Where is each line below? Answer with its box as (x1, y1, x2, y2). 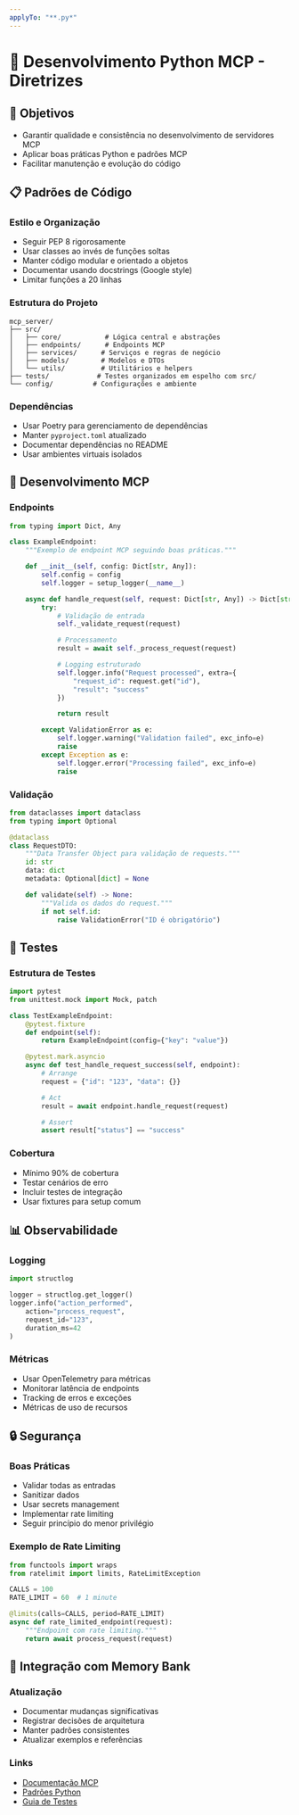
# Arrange (41, 1069, 77, 1078)
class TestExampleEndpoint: (9, 1011, 114, 1020)
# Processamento (56, 635, 117, 645)
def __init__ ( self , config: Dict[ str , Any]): (25, 562, 198, 571)
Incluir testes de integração (21, 1186, 123, 1197)
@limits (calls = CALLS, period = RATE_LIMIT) (9, 1610, 166, 1619)
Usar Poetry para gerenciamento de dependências (21, 420, 208, 431)
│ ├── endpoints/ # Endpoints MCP (9, 340, 166, 349)
